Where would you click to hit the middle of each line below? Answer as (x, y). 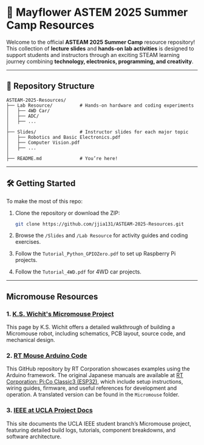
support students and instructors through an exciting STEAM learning (93, 55)
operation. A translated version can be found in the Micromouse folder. (93, 395)
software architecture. (34, 437)
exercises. (28, 242)
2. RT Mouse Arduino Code (47, 356)
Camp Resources (50, 25)
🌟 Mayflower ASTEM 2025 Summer (97, 12)
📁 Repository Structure (50, 86)
